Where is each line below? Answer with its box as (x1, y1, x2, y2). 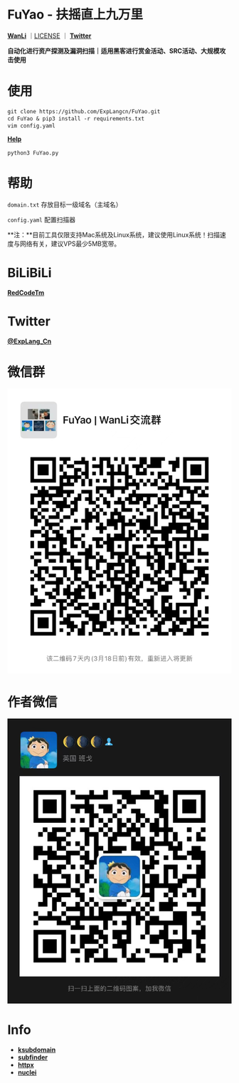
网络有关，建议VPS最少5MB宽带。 (19, 239, 121, 248)
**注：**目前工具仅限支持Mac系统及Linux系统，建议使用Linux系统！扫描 (7, 230, 221, 239)
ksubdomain (17, 1045, 56, 1054)
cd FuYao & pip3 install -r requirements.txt (7, 115, 144, 122)
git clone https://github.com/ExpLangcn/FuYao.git (7, 108, 161, 115)
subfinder (17, 1053, 48, 1062)
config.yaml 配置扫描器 (7, 215, 76, 224)
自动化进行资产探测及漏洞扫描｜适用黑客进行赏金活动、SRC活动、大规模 (7, 46, 220, 55)
